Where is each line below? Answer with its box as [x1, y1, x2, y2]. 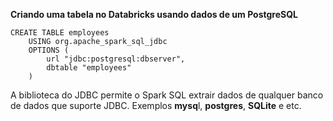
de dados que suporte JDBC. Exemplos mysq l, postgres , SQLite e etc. [10, 100, 302, 111]
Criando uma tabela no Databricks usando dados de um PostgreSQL [10, 9, 299, 20]
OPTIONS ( [28, 45, 70, 55]
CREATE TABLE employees [10, 28, 110, 38]
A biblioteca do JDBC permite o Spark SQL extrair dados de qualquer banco [10, 89, 324, 101]
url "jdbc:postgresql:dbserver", [46, 54, 186, 64]
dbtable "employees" [46, 63, 132, 73]
